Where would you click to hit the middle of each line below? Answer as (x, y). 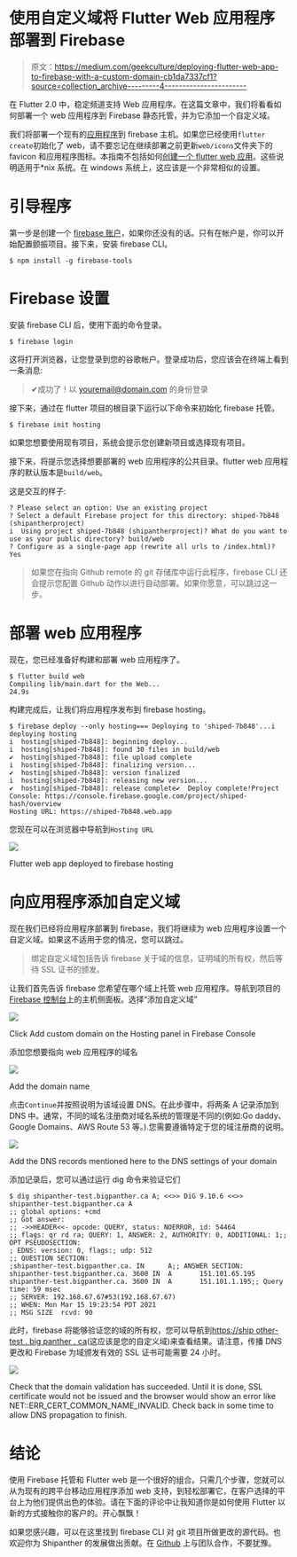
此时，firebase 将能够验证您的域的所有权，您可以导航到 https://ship (132, 1330)
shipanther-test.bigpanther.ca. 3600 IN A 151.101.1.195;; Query (146, 1281)
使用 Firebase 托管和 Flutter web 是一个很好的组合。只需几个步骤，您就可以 (147, 1479)
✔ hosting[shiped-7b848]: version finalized (94, 772)
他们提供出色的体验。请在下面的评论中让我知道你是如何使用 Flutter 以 (159, 1502)
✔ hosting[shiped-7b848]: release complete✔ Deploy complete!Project (144, 788)
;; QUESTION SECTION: (49, 1258)
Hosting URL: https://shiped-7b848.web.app (91, 811)
